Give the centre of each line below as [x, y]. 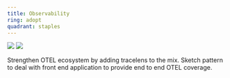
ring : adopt [24, 20]
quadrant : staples [34, 26]
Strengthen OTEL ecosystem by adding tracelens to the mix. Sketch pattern [115, 60]
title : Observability [39, 13]
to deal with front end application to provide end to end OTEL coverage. [110, 68]
